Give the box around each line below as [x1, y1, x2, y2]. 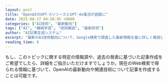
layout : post [5, 7, 32, 12]
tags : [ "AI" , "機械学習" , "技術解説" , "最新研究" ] [5, 26, 104, 31]
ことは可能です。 [5, 73, 40, 79]
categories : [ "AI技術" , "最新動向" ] [5, 21, 77, 26]
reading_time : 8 [5, 40, 39, 45]
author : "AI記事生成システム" [5, 30, 62, 35]
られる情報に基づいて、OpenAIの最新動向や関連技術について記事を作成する [5, 66, 160, 72]
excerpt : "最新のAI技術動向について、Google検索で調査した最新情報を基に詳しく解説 [5, 35, 161, 40]
